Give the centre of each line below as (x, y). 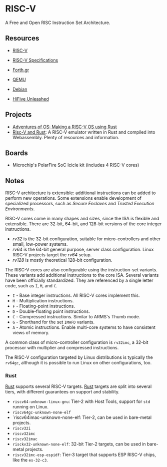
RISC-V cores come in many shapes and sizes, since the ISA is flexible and (82, 219)
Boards (17, 153)
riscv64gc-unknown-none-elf (41, 413)
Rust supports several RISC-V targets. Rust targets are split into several (78, 386)
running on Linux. (30, 407)
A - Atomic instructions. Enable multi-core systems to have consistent (84, 327)
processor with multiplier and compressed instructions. (62, 348)
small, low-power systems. (40, 244)
